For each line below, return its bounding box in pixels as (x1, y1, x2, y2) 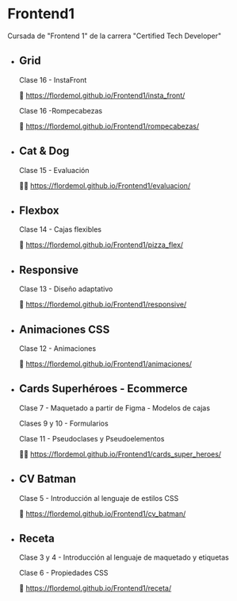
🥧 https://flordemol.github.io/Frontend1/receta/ (18, 584, 172, 593)
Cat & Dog (18, 144, 70, 158)
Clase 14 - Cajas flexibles (18, 225, 102, 234)
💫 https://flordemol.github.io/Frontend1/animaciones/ (18, 359, 192, 368)
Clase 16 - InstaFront (18, 75, 87, 84)
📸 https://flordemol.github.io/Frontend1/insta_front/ (18, 91, 185, 100)
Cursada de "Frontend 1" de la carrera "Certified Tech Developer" (7, 31, 222, 40)
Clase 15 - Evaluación (18, 165, 90, 175)
